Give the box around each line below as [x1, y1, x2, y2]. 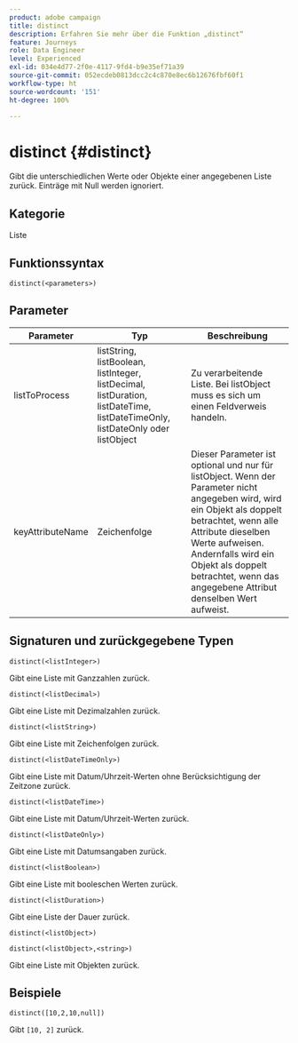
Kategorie [9, 206, 66, 221]
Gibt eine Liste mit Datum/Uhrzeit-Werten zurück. [9, 813, 190, 824]
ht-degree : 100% [9, 95, 69, 105]
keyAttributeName [13, 525, 89, 537]
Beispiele [9, 985, 62, 1000]
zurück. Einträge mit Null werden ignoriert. [9, 180, 164, 191]
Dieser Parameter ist [190, 448, 277, 460]
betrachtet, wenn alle [190, 514, 279, 527]
